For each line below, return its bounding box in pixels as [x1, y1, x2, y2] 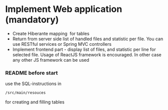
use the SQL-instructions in [5, 81, 62, 87]
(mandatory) [5, 14, 59, 25]
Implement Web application [5, 3, 122, 15]
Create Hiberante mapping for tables [12, 30, 90, 36]
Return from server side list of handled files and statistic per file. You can [12, 36, 163, 42]
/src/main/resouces [5, 91, 46, 96]
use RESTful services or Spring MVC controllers [12, 41, 112, 47]
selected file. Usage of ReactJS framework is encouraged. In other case [12, 51, 162, 58]
